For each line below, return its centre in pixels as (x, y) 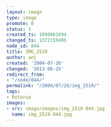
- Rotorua (19, 97)
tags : (13, 92)
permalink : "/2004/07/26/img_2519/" (53, 86)
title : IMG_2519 (27, 52)
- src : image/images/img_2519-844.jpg (56, 108)
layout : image (24, 12)
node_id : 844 (23, 46)
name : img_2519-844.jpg (42, 114)
